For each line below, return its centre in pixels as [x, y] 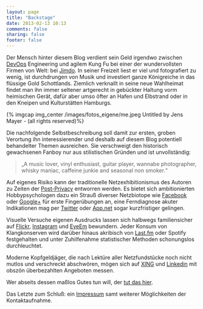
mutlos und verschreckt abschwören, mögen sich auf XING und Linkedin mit [102, 264]
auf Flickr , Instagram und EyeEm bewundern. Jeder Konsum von [87, 226]
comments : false [27, 29]
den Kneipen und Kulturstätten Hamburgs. [59, 103]
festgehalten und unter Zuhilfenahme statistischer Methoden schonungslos [100, 239]
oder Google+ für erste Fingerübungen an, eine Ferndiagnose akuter [92, 202]
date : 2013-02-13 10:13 [36, 23]
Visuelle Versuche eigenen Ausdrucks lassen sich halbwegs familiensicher [100, 220]
